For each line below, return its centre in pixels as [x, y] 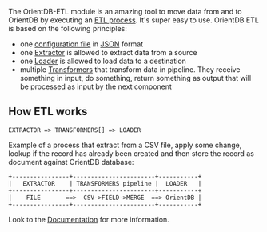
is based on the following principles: [68, 28]
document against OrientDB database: [71, 162]
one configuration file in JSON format [82, 44]
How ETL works [48, 112]
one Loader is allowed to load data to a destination [103, 61]
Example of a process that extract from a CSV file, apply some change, [125, 145]
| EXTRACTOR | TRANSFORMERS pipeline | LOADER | [105, 183]
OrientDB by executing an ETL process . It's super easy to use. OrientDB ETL [134, 20]
